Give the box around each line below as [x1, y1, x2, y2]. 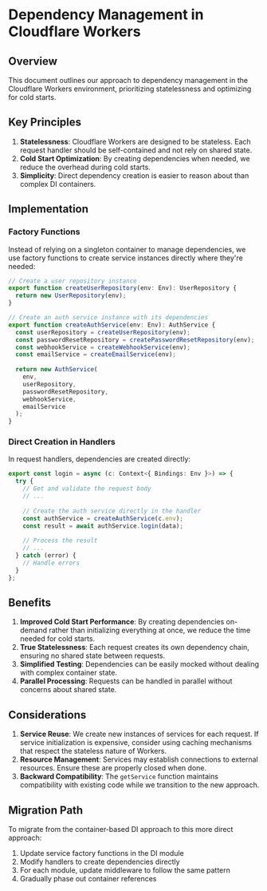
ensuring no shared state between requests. [19, 651, 166, 660]
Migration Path [8, 803, 84, 817]
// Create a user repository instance [8, 277, 137, 285]
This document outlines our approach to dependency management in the [8, 76, 249, 85]
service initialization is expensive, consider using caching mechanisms [19, 738, 253, 747]
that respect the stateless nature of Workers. [19, 746, 167, 756]
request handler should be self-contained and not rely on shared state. [19, 145, 253, 155]
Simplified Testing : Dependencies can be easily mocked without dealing [19, 659, 260, 669]
